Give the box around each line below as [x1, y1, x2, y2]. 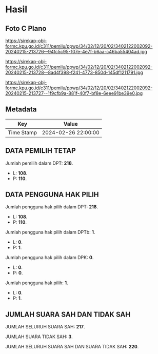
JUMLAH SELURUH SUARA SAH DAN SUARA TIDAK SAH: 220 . [5, 344, 139, 350]
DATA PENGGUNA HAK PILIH [5, 190, 99, 199]
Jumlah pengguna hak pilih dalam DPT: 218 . [5, 204, 98, 210]
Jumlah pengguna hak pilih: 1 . [5, 280, 68, 286]
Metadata [5, 105, 37, 114]
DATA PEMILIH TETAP [5, 146, 76, 155]
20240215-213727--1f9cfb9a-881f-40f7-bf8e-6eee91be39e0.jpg [5, 90, 143, 96]
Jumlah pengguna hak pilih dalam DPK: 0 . [5, 254, 94, 261]
